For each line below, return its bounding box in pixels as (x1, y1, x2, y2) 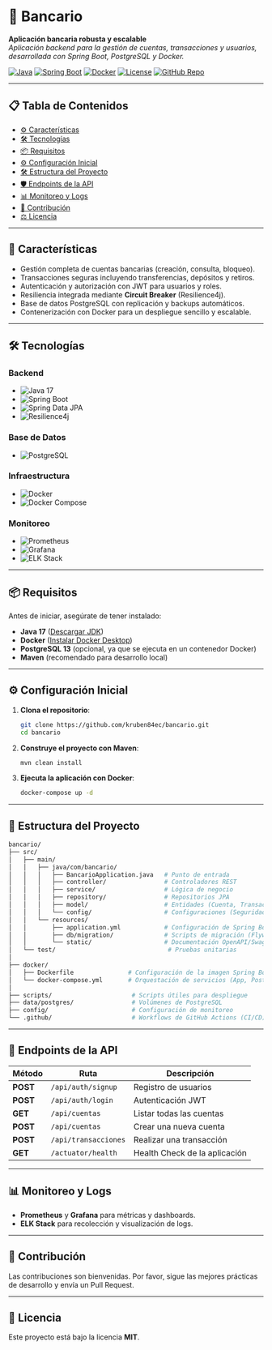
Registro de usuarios (133, 1081, 212, 1092)
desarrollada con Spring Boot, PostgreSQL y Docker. (8, 51, 185, 61)
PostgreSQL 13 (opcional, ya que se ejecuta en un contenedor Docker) (19, 643, 257, 653)
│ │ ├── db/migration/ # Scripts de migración (8, 931, 244, 939)
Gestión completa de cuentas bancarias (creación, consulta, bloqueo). (19, 263, 255, 274)
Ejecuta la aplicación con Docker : (19, 773, 135, 783)
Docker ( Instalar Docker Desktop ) (19, 635, 133, 645)
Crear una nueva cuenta (133, 1121, 225, 1132)
